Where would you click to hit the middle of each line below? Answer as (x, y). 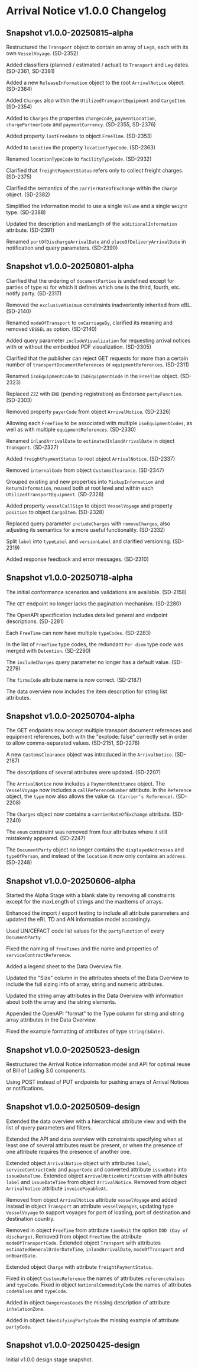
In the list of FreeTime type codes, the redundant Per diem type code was (95, 644)
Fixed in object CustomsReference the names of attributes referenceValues (95, 1278)
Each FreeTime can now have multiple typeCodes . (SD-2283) (79, 633)
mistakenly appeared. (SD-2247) (46, 838)
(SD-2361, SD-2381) (30, 71)
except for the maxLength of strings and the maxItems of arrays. (85, 902)
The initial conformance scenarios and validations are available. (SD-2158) (97, 592)
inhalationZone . (26, 1309)
